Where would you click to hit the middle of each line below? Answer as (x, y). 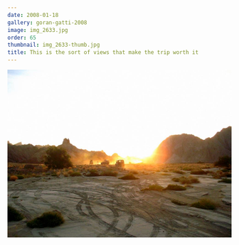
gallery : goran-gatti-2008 (47, 22)
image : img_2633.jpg (38, 30)
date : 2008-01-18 (33, 15)
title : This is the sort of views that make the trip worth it (103, 53)
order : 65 (22, 38)
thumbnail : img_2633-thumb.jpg (54, 45)
